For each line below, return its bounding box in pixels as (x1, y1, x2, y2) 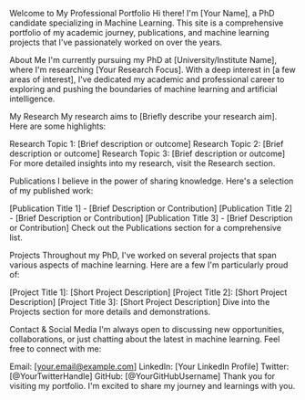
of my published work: (9, 185, 94, 195)
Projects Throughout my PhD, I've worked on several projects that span (9, 250, 277, 260)
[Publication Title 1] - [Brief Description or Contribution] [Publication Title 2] (9, 203, 293, 214)
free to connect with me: (9, 343, 102, 354)
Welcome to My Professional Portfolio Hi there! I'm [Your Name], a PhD (9, 8, 275, 18)
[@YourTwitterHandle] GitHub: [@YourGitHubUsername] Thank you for (9, 371, 276, 382)
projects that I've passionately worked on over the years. (9, 37, 223, 47)
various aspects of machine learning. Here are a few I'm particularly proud (9, 259, 289, 270)
